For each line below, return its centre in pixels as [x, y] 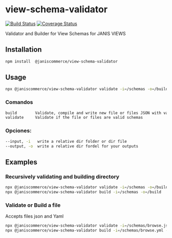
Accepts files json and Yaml [35, 217]
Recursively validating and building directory [62, 177]
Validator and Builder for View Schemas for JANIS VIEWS [66, 33]
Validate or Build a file [33, 205]
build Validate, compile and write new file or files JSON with [83, 113]
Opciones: [18, 131]
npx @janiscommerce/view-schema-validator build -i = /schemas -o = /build [83, 192]
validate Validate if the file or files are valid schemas [74, 118]
